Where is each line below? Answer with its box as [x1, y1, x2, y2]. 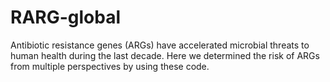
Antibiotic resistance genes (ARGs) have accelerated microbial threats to [10, 39, 310, 51]
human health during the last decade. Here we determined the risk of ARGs [10, 49, 320, 61]
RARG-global [10, 6, 122, 29]
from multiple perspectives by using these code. [10, 60, 210, 72]
